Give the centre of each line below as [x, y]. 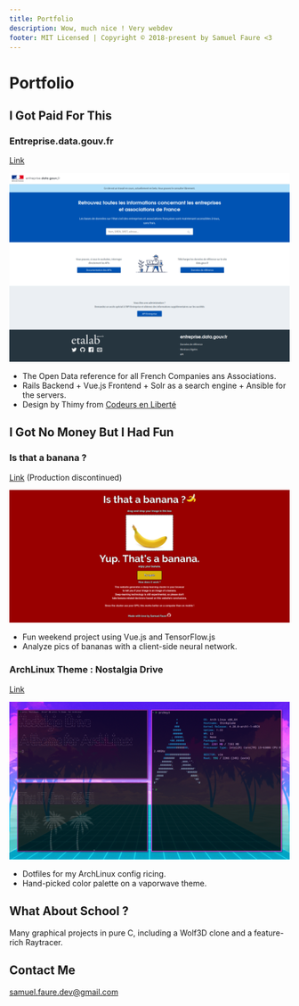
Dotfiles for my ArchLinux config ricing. [94, 874]
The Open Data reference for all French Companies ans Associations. [149, 375]
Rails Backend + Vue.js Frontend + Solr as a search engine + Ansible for [154, 385]
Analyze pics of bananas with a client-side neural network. [129, 647]
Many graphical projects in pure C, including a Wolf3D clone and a [131, 933]
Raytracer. [44, 942]
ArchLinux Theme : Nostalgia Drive [86, 670]
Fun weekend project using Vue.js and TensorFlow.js [119, 637]
